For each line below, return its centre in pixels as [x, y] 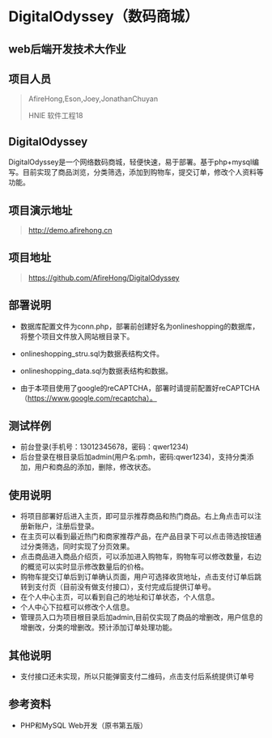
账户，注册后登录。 [66, 526]
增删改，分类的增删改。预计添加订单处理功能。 [98, 627]
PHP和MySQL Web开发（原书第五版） [84, 725]
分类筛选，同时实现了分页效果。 [81, 546]
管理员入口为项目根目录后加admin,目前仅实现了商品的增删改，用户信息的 [141, 617]
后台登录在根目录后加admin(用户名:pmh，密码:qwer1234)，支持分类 [133, 457]
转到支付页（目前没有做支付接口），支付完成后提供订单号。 [118, 587]
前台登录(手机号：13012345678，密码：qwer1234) [104, 447]
